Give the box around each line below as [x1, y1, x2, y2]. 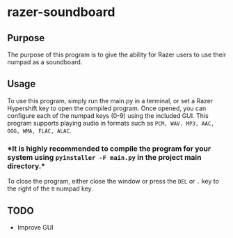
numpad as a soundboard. [7, 58, 83, 66]
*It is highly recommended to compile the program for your [7, 144, 211, 154]
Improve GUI [17, 223, 54, 231]
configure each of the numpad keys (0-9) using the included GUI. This [7, 111, 209, 119]
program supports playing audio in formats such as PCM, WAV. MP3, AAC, [7, 119, 214, 127]
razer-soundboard [7, 4, 115, 20]
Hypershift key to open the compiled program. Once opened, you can [7, 104, 207, 112]
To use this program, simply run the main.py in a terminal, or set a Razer [7, 96, 214, 105]
